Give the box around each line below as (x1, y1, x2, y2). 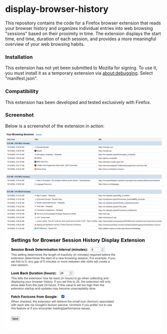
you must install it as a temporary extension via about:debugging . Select (5, 70, 153, 76)
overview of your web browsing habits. (5, 41, 85, 47)
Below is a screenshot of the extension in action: (5, 123, 104, 129)
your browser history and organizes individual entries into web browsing (5, 25, 153, 31)
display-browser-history (5, 3, 109, 15)
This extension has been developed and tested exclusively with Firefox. (5, 99, 152, 105)
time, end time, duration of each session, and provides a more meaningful (5, 36, 157, 42)
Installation (5, 53, 33, 60)
